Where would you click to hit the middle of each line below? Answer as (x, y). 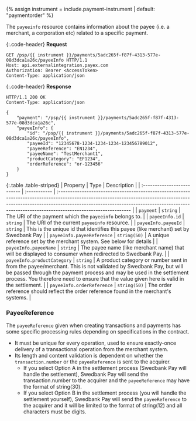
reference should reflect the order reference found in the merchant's (89, 291)
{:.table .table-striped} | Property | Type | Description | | (73, 185)
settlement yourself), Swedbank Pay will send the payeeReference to (105, 399)
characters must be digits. (55, 412)
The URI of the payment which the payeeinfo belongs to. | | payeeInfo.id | (95, 216)
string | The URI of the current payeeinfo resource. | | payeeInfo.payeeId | (96, 223)
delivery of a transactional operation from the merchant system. (91, 349)
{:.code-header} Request (37, 44)
